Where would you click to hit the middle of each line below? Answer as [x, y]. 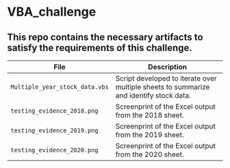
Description [167, 67]
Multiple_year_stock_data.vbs [60, 87]
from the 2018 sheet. [150, 115]
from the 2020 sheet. [150, 154]
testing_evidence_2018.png [54, 111]
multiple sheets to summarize [163, 87]
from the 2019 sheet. [150, 135]
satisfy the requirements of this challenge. [100, 47]
